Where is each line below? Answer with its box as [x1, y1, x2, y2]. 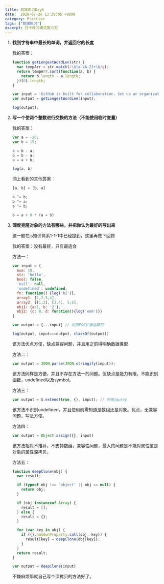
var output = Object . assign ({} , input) [12, 433, 94, 438]
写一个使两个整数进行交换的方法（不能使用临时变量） [12, 115, 120, 121]
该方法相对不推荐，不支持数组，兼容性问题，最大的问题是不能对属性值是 [12, 442, 158, 448]
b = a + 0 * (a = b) [12, 213, 54, 217]
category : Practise [5, 16, 45, 21]
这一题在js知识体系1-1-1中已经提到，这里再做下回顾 [12, 232, 115, 239]
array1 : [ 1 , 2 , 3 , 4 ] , [17, 295, 57, 300]
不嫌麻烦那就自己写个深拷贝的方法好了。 [12, 574, 94, 580]
